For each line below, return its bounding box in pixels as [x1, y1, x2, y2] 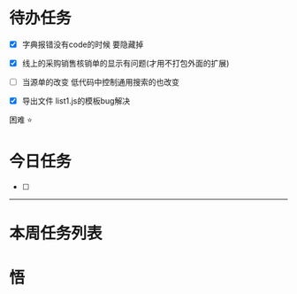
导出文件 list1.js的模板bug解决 [21, 96, 131, 106]
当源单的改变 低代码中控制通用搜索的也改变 [21, 77, 179, 88]
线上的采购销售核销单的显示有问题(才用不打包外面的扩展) [21, 58, 230, 68]
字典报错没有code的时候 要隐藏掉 [21, 39, 144, 50]
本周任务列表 [9, 223, 103, 244]
